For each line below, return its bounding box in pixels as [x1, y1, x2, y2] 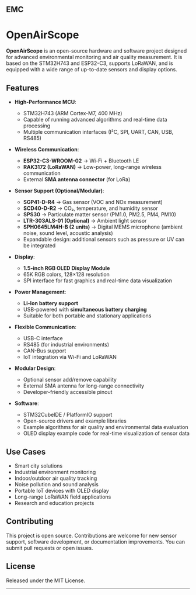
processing [23, 122, 51, 129]
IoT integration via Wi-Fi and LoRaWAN [23, 354, 117, 361]
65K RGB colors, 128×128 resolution [23, 271, 110, 278]
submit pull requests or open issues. [6, 544, 93, 551]
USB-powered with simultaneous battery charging [23, 306, 147, 313]
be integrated [23, 242, 56, 249]
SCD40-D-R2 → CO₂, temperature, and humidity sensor [23, 205, 159, 212]
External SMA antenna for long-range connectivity [23, 382, 145, 389]
